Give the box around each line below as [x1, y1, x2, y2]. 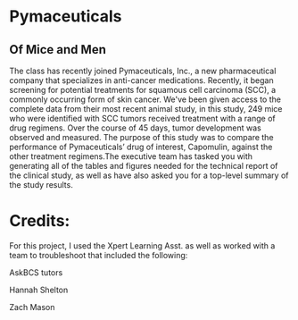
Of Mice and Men [9, 42, 107, 57]
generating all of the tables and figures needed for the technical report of [9, 161, 278, 171]
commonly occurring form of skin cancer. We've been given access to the [9, 94, 281, 105]
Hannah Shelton [9, 284, 69, 295]
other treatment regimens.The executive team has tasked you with [9, 151, 252, 162]
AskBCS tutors [9, 266, 63, 278]
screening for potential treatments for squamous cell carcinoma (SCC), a [9, 85, 277, 95]
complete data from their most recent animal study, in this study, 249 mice [9, 104, 283, 114]
